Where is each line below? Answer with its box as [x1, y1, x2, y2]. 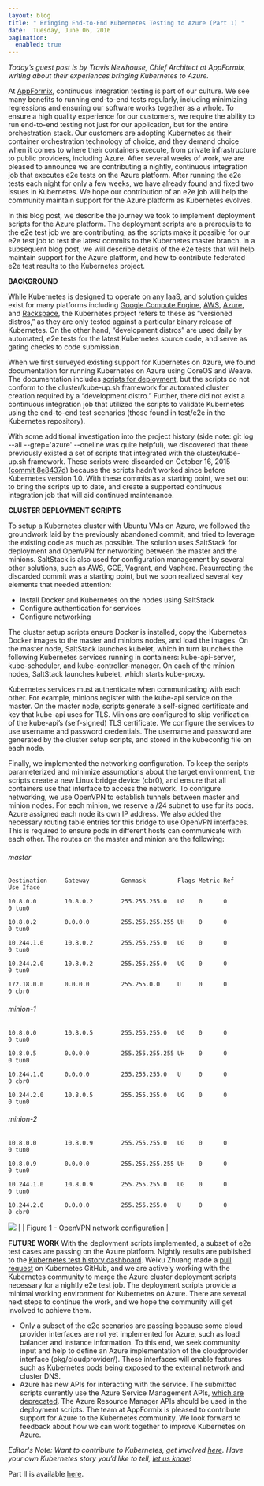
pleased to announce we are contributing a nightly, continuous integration [8, 162, 248, 172]
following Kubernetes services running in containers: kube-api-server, [8, 653, 236, 662]
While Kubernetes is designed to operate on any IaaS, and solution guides [8, 292, 248, 301]
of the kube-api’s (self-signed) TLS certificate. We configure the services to [8, 718, 255, 728]
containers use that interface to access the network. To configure [8, 784, 221, 794]
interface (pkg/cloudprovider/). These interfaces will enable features [19, 1354, 242, 1363]
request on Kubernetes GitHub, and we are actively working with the [8, 1263, 230, 1273]
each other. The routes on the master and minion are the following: [8, 835, 225, 844]
